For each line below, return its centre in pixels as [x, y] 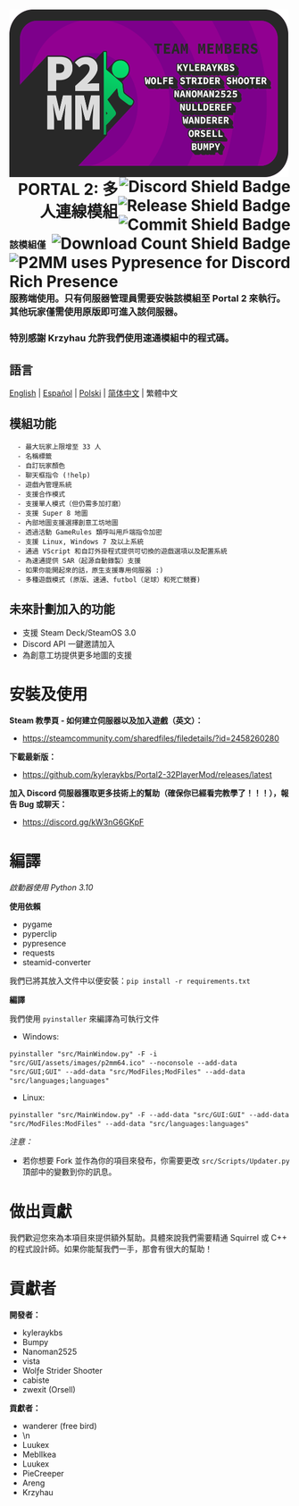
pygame [37, 924]
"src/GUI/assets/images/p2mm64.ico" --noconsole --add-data [124, 1064]
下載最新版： [33, 757]
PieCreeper [43, 1474]
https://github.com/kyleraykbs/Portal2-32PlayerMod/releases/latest [147, 775]
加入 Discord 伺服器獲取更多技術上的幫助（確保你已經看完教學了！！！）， [145, 793]
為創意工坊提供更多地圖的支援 [77, 655]
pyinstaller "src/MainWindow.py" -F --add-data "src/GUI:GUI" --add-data [149, 1115]
